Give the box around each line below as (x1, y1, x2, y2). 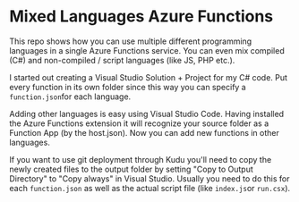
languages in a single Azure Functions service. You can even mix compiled (9, 45, 285, 55)
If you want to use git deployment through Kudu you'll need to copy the (9, 154, 272, 164)
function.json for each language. (9, 91, 132, 102)
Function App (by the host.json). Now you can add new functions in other (9, 127, 280, 138)
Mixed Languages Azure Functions (9, 6, 274, 27)
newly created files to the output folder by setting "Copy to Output (9, 164, 253, 174)
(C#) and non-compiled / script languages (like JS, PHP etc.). (9, 55, 235, 65)
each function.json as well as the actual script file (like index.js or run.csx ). (9, 182, 291, 193)
